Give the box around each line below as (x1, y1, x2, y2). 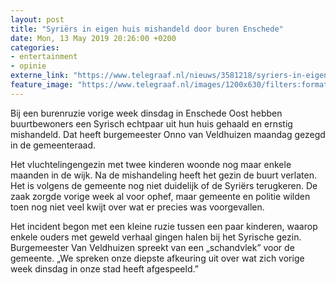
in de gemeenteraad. (10, 139, 97, 151)
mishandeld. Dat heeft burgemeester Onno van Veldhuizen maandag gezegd (10, 128, 326, 140)
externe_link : (10, 71, 70, 81)
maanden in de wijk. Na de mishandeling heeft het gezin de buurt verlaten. (10, 169, 318, 181)
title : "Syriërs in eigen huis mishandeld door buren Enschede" (10, 24, 284, 34)
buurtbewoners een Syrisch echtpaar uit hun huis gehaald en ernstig (10, 117, 293, 130)
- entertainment (10, 52, 78, 62)
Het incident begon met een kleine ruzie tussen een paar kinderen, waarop (10, 220, 318, 232)
